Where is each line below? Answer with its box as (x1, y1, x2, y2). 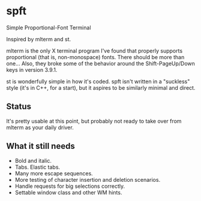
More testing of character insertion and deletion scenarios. (14, 176, 161, 183)
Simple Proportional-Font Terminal (6, 24, 91, 31)
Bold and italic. (14, 157, 52, 164)
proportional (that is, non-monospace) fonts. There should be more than (6, 53, 185, 60)
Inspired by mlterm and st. (6, 35, 71, 42)
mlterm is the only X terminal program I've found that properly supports (6, 47, 183, 54)
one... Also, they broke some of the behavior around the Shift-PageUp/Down (6, 60, 195, 67)
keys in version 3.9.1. (6, 66, 58, 73)
